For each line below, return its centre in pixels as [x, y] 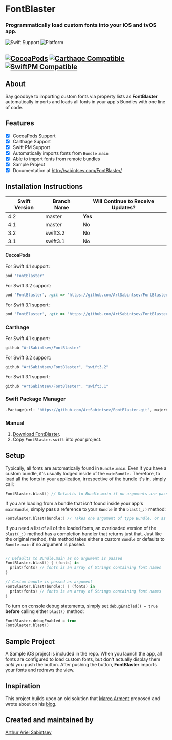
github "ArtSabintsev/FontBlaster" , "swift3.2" [57, 367]
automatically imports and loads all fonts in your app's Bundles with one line [85, 102]
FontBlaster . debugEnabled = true [41, 621]
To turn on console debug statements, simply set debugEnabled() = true [81, 606]
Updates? [124, 207]
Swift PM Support [31, 147]
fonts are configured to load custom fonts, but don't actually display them [83, 659]
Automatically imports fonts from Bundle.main [60, 153]
